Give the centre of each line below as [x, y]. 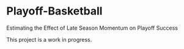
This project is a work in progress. [49, 39]
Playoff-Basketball [54, 11]
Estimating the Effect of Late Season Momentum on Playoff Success [92, 28]
